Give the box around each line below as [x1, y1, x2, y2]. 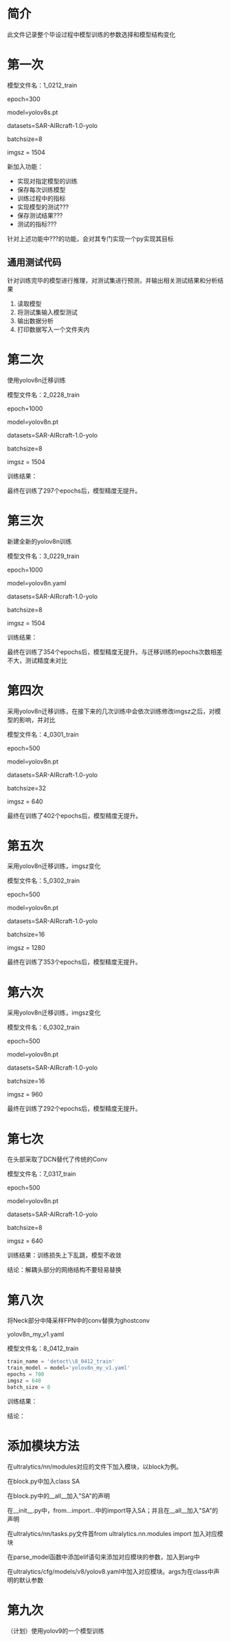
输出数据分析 [16, 316, 54, 325]
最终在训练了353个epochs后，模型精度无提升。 [7, 958, 142, 966]
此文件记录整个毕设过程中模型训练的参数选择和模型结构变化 [7, 30, 176, 39]
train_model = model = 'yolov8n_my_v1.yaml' [7, 1365, 130, 1372]
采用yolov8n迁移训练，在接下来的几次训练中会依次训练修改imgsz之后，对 [7, 706, 215, 715]
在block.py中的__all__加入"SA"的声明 [7, 1491, 110, 1500]
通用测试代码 [7, 257, 62, 268]
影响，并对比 [19, 715, 56, 724]
